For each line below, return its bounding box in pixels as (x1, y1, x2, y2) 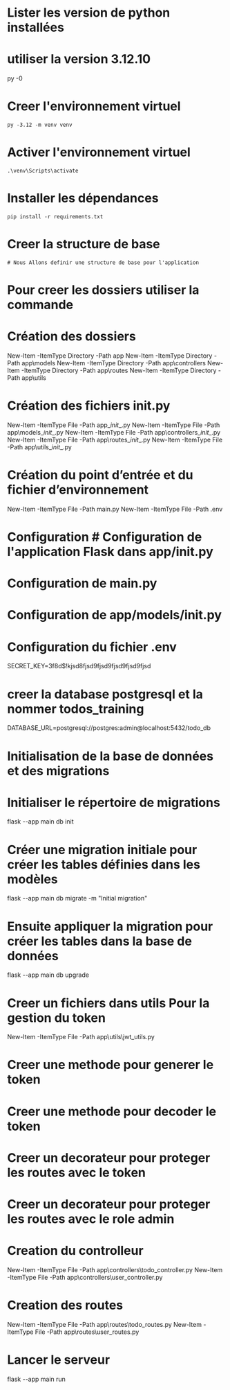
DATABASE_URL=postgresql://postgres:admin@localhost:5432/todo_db (7, 724, 211, 732)
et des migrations (7, 763, 110, 779)
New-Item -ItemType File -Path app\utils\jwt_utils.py (7, 1033, 155, 1041)
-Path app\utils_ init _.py (7, 442, 73, 451)
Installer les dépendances (7, 191, 159, 206)
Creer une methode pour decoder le (7, 1104, 217, 1119)
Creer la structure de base (7, 236, 160, 252)
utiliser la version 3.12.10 (7, 51, 151, 67)
